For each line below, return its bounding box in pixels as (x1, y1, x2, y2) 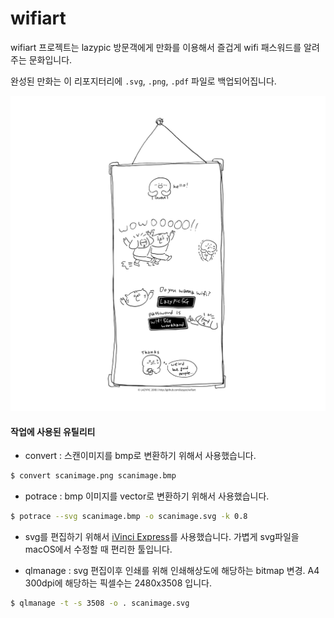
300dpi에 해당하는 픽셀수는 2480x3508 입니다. (24, 577, 212, 589)
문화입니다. (28, 53, 73, 66)
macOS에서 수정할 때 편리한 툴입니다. (24, 543, 173, 555)
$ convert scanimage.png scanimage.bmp (10, 471, 177, 481)
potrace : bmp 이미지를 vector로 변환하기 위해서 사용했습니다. (24, 490, 270, 502)
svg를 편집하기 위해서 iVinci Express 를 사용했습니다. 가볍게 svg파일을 (24, 530, 300, 542)
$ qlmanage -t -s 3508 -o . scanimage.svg (10, 598, 190, 608)
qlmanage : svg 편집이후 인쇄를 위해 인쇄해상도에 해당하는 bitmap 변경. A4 (24, 564, 320, 576)
